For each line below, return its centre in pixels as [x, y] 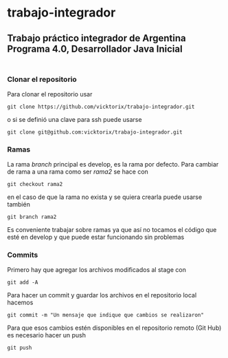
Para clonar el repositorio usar [50, 94]
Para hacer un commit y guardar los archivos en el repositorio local [102, 295]
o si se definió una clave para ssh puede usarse [75, 119]
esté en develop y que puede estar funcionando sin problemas [96, 237]
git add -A [23, 283]
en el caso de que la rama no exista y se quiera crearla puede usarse [105, 197]
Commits [23, 255]
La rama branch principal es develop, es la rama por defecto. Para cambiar [113, 165]
